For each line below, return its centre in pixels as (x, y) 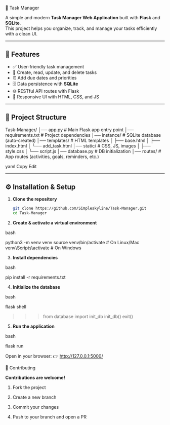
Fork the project (29, 388)
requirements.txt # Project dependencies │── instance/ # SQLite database (83, 135)
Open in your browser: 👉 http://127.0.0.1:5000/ (54, 356)
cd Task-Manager (30, 213)
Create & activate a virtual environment (55, 223)
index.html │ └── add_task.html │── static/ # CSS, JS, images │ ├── (78, 146)
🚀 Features (23, 54)
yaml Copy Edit (21, 166)
